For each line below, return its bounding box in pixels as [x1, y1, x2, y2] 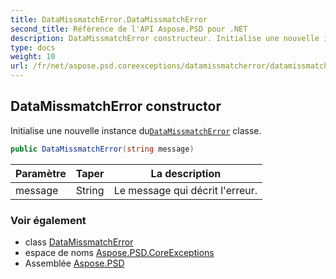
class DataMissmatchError [24, 236, 134, 248]
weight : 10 [10, 52, 56, 62]
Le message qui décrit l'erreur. [113, 183, 258, 197]
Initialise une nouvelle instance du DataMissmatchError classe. [10, 124, 262, 136]
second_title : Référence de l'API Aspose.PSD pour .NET [10, 24, 248, 34]
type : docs [10, 42, 56, 53]
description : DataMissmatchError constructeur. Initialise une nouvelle [10, 33, 320, 43]
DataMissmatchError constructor [10, 98, 222, 115]
